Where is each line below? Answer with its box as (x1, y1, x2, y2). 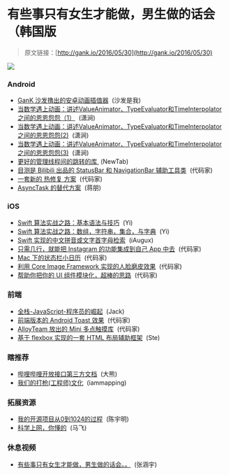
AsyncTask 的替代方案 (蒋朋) (17, 183, 101, 192)
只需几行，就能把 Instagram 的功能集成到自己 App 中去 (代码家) (17, 244, 202, 253)
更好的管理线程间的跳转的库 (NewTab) (17, 157, 129, 166)
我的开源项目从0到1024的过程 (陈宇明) (17, 415, 129, 423)
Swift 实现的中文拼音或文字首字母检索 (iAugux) (17, 236, 154, 244)
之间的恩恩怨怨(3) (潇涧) (17, 148, 89, 157)
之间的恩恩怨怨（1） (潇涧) (17, 113, 96, 122)
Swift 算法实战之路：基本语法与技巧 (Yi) (17, 218, 133, 227)
